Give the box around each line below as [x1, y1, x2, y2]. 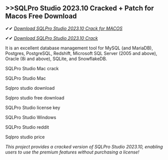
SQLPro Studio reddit [5, 124, 49, 130]
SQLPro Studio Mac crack [5, 65, 59, 71]
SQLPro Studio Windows [5, 114, 57, 120]
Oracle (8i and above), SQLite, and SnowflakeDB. [5, 56, 107, 62]
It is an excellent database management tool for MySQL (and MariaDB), [5, 45, 153, 51]
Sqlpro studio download [5, 85, 55, 91]
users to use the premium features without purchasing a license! [5, 149, 140, 155]
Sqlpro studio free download [5, 94, 65, 100]
